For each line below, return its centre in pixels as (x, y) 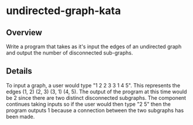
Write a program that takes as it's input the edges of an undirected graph (94, 46)
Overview (24, 33)
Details (19, 71)
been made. (20, 116)
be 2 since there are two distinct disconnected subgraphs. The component (96, 97)
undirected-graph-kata (63, 11)
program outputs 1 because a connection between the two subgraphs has (95, 110)
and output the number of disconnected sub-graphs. (70, 53)
